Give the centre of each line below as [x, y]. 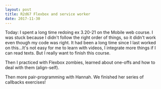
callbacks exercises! [26, 82]
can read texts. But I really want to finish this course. [58, 53]
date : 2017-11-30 [23, 18]
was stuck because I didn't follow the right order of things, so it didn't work [80, 37]
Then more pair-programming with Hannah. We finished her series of [74, 77]
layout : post [18, 9]
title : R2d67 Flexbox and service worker [48, 14]
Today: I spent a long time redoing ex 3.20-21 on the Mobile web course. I [79, 33]
